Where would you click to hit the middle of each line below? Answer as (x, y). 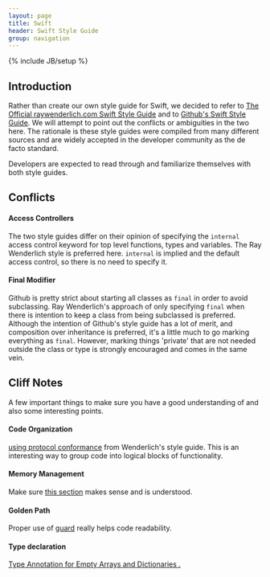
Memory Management (46, 474)
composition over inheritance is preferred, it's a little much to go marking (129, 332)
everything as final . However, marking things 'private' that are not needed (132, 340)
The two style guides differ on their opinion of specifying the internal (124, 236)
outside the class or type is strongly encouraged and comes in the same (128, 349)
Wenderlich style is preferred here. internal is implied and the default (124, 253)
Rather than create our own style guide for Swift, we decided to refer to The (134, 106)
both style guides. (38, 173)
